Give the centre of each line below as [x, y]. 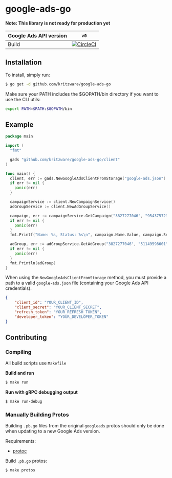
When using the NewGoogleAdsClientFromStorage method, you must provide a [86, 278]
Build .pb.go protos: [26, 461]
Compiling [18, 352]
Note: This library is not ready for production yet [58, 23]
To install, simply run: [28, 75]
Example [19, 124]
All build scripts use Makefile [36, 363]
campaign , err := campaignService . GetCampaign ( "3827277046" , [77, 216]
